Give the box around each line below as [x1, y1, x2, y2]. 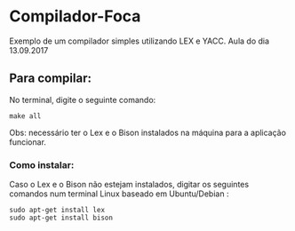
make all [9, 111, 42, 121]
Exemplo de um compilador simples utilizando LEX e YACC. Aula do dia [9, 36, 269, 46]
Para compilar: [9, 71, 92, 86]
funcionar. [9, 136, 47, 147]
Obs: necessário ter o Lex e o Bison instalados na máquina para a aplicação [9, 127, 287, 138]
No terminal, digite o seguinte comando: [9, 94, 156, 105]
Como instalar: [9, 158, 75, 171]
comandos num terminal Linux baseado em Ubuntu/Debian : [9, 188, 229, 199]
